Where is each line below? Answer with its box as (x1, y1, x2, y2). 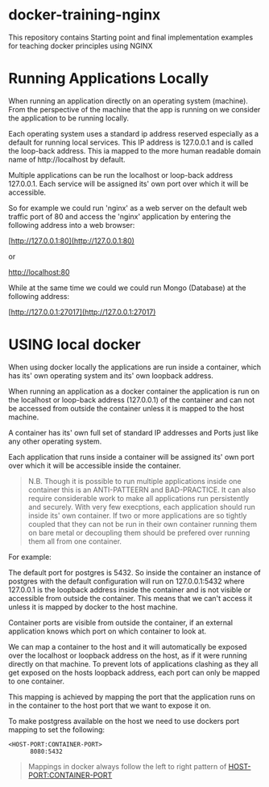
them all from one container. (27, 536, 122, 546)
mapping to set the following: (8, 725, 106, 734)
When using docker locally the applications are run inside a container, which (8, 362, 262, 372)
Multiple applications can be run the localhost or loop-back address (8, 170, 234, 179)
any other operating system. (8, 436, 102, 446)
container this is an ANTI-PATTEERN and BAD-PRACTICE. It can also (27, 485, 256, 495)
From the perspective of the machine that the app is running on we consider (8, 104, 261, 114)
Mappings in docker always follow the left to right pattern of (27, 761, 227, 771)
